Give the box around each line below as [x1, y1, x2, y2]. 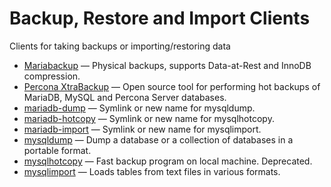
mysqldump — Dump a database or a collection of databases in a [23, 133, 294, 146]
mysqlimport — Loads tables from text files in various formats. [23, 165, 281, 177]
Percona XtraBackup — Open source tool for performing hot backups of [23, 80, 321, 92]
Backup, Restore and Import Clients [9, 7, 311, 30]
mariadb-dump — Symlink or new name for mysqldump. [23, 102, 256, 114]
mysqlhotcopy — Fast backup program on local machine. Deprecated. [23, 155, 313, 167]
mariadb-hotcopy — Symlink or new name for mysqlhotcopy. [23, 112, 275, 124]
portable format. [23, 144, 92, 156]
